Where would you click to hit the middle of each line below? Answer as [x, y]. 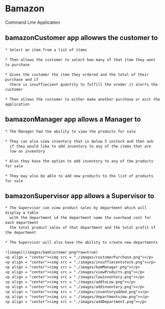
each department [22, 223]
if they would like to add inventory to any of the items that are [81, 146]
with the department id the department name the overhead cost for [81, 218]
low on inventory [27, 151]
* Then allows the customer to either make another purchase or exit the [83, 99]
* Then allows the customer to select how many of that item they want [80, 60]
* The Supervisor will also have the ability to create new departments [82, 243]
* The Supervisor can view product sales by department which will [76, 208]
